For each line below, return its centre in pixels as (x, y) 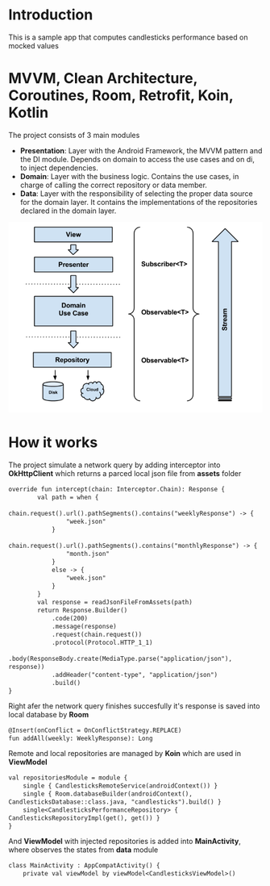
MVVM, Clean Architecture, (103, 79)
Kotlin (29, 113)
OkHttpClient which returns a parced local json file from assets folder (125, 473)
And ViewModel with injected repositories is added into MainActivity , (125, 841)
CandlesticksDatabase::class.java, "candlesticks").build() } (115, 802)
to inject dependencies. (59, 168)
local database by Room (49, 714)
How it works (53, 443)
